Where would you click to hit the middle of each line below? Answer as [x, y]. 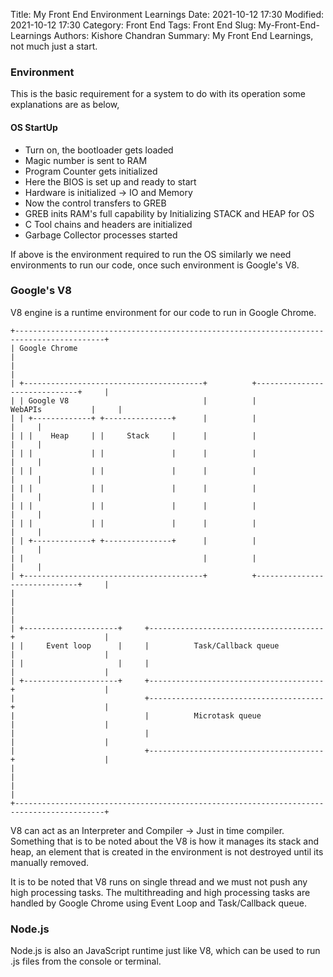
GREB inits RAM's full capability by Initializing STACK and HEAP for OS [169, 213]
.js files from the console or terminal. [86, 961]
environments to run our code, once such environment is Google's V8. [155, 265]
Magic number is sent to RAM [86, 160]
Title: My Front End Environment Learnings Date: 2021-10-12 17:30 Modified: [167, 14]
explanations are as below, [65, 105]
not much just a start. [54, 46]
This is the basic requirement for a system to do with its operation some [158, 94]
